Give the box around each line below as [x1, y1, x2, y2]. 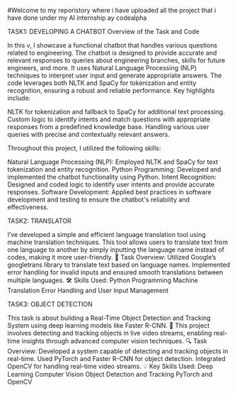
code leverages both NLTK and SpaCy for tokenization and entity [7, 79, 197, 87]
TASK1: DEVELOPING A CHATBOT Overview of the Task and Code [7, 28, 200, 35]
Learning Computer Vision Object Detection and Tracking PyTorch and [7, 370, 213, 378]
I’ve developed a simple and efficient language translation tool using [7, 231, 207, 238]
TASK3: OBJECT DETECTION [7, 300, 93, 308]
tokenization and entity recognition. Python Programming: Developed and [7, 165, 221, 173]
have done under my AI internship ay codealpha [7, 13, 147, 22]
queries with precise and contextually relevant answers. [7, 131, 170, 138]
